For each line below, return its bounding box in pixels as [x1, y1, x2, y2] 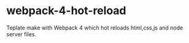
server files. [6, 30, 37, 37]
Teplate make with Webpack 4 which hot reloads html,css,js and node [6, 24, 183, 31]
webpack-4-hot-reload [6, 4, 126, 18]
